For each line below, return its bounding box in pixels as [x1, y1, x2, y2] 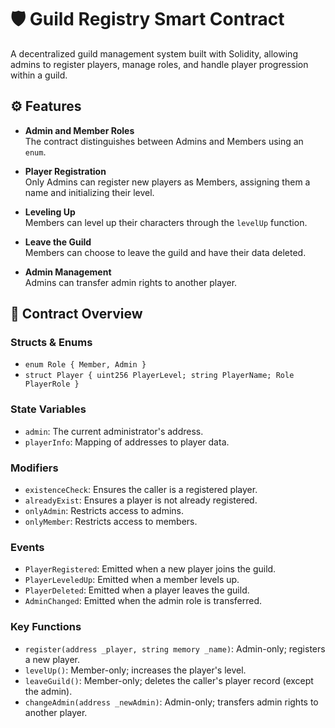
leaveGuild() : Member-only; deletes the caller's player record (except [24, 674, 314, 686]
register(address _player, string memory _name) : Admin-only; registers [24, 642, 326, 655]
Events [10, 540, 45, 554]
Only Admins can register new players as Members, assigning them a [24, 176, 311, 188]
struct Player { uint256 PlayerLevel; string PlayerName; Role [24, 371, 295, 381]
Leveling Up [24, 206, 76, 218]
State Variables [10, 402, 87, 416]
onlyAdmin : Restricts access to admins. [24, 505, 185, 517]
